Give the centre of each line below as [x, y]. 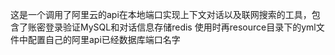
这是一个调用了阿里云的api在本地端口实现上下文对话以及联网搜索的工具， [161, 14]
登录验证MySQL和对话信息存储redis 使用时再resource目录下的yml [180, 27]
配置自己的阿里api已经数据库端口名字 [104, 39]
